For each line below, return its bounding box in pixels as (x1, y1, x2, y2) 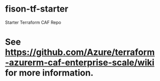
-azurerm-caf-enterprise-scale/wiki (5, 57, 155, 68)
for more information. (5, 67, 94, 79)
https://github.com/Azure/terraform (5, 47, 155, 58)
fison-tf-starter (5, 3, 69, 15)
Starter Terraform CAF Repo (5, 19, 62, 25)
